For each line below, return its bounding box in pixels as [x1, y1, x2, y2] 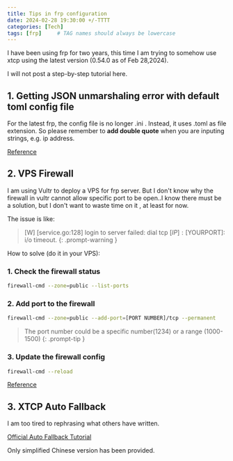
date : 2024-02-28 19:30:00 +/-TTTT [7, 17, 111, 24]
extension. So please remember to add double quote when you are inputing [7, 127, 225, 135]
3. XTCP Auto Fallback [7, 400, 106, 412]
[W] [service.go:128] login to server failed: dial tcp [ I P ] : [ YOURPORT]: [24, 228, 225, 236]
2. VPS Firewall [7, 168, 74, 180]
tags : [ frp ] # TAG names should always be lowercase [7, 29, 176, 37]
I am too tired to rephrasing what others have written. [7, 419, 160, 428]
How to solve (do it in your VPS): [7, 249, 101, 257]
